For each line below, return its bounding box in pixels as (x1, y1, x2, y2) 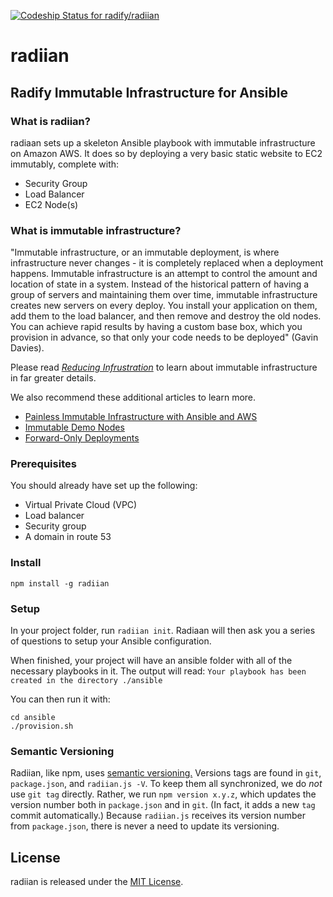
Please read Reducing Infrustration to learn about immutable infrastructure (10, 361, 318, 374)
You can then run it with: (10, 693, 111, 705)
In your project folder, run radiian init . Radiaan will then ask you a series (10, 625, 316, 637)
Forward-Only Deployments (24, 432, 140, 444)
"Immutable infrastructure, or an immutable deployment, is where (10, 246, 280, 259)
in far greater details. (10, 372, 97, 384)
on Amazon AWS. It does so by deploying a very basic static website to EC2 (10, 147, 323, 159)
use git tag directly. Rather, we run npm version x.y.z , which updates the (10, 788, 317, 800)
